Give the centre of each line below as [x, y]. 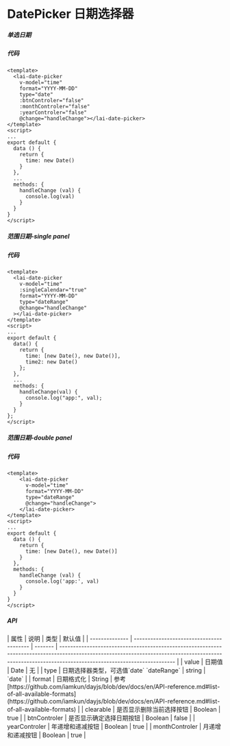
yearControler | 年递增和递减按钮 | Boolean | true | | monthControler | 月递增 [114, 727]
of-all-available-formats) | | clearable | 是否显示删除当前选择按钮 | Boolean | [114, 710]
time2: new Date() [51, 362]
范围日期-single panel [38, 237]
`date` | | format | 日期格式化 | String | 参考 [67, 679]
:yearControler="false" [53, 112]
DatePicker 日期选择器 [71, 14]
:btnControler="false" [52, 100]
